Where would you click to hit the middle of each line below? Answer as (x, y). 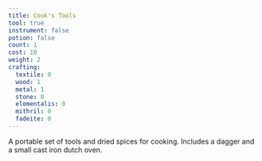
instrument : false (39, 30)
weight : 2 (25, 60)
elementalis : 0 (41, 104)
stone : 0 (30, 97)
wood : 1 (28, 82)
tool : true (26, 23)
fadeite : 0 (33, 119)
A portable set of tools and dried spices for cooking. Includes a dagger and (131, 141)
